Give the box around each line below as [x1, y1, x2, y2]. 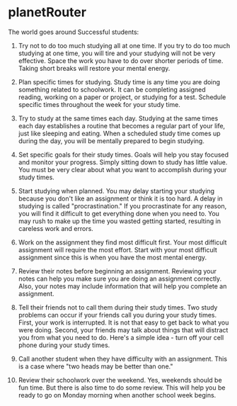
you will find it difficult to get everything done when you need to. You [18, 209, 220, 218]
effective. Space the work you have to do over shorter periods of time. [18, 56, 224, 64]
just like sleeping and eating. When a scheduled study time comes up [18, 129, 221, 137]
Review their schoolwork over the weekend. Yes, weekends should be [18, 376, 222, 384]
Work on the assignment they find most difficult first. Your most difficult [18, 238, 227, 247]
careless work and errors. [18, 224, 94, 232]
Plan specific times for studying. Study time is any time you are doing [18, 77, 221, 86]
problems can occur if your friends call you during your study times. [18, 310, 217, 319]
